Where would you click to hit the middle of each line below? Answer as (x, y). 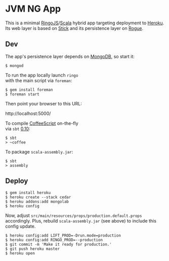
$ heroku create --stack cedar (38, 197)
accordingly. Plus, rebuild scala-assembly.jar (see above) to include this (81, 220)
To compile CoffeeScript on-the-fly (42, 123)
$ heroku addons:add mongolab (37, 201)
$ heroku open (20, 253)
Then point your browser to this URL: (44, 103)
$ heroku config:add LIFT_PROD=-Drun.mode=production (63, 235)
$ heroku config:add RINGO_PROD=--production (54, 240)
